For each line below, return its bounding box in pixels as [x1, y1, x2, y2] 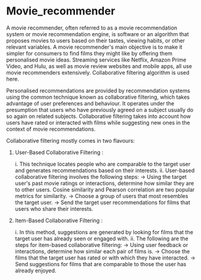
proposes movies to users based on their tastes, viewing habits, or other [6, 37, 185, 44]
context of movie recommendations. [6, 125, 96, 132]
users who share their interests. [14, 205, 94, 212]
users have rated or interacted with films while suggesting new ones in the [6, 119, 190, 126]
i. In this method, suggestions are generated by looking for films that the [14, 228, 194, 235]
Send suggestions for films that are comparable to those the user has [14, 260, 187, 267]
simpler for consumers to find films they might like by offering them [6, 49, 173, 57]
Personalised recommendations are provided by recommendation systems [6, 87, 190, 94]
